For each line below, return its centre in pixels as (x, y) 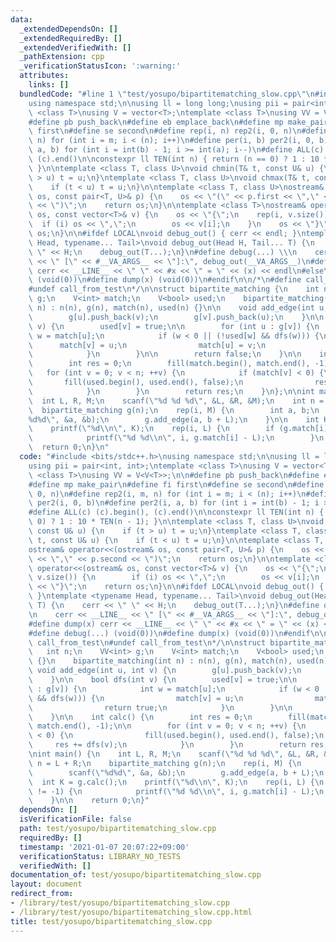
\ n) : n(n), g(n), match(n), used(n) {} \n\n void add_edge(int (171, 308)
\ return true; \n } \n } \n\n (160, 707)
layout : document (46, 884)
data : (21, 19)
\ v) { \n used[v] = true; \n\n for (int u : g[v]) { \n (174, 326)
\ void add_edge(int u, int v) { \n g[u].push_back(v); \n (165, 671)
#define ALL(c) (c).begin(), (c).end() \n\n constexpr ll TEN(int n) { (176, 512)
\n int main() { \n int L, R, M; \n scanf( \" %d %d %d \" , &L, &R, (174, 754)
